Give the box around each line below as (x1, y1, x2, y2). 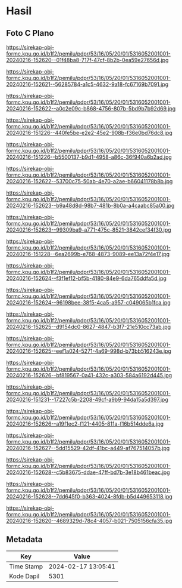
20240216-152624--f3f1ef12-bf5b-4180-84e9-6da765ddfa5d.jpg (6, 275, 167, 282)
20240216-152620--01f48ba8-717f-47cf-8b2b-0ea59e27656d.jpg (6, 57, 169, 63)
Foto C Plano (6, 28, 54, 38)
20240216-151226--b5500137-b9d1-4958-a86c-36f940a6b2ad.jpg (6, 153, 172, 161)
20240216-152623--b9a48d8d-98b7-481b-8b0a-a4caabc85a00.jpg (6, 202, 175, 209)
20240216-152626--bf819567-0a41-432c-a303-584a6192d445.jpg (6, 372, 172, 378)
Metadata (6, 534, 43, 544)
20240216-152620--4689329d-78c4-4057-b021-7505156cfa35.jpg (6, 518, 172, 524)
